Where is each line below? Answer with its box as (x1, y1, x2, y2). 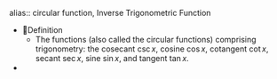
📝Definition (21, 25, 64, 35)
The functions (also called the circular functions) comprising (35, 35, 257, 44)
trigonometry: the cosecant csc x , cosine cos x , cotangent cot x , (35, 43, 269, 54)
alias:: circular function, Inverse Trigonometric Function (9, 8, 211, 18)
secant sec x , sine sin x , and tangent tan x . (35, 53, 189, 63)
